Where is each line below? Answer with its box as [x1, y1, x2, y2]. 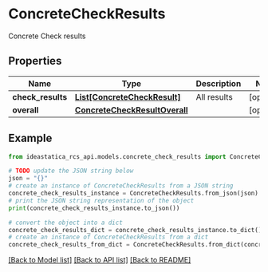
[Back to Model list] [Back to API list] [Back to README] [8, 255, 191, 265]
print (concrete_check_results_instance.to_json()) [8, 204, 180, 212]
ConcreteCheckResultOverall [74, 104, 189, 116]
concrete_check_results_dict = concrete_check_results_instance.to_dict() [8, 226, 262, 234]
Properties [8, 54, 62, 68]
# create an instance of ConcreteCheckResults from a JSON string [8, 182, 234, 190]
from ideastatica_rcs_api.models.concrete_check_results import [8, 152, 227, 160]
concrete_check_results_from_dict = [8, 241, 130, 249]
